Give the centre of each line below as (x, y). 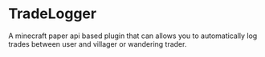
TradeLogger (53, 14)
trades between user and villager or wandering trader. (98, 44)
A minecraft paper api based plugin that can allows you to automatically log (133, 36)
